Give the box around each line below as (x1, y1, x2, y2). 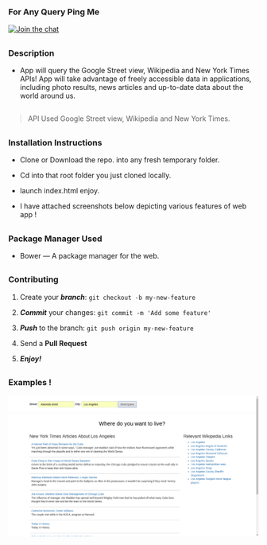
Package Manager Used (8, 233, 103, 244)
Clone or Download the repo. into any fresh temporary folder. (19, 155, 220, 165)
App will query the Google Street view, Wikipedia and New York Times (19, 66, 250, 76)
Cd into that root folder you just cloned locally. (19, 170, 172, 181)
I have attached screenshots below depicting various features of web (19, 201, 247, 211)
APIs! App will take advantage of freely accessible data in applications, (19, 74, 252, 84)
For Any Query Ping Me (8, 6, 100, 18)
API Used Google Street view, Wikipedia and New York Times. (27, 114, 230, 123)
